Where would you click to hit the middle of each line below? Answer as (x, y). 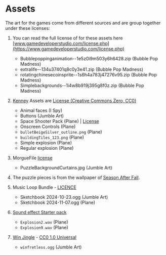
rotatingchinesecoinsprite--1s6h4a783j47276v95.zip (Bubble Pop (88, 74)
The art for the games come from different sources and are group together (83, 23)
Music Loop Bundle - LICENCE (45, 187)
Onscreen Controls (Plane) (48, 126)
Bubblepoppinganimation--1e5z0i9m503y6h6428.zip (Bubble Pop (89, 58)
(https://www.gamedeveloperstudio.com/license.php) (69, 49)
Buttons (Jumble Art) (42, 116)
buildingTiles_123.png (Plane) (52, 137)
